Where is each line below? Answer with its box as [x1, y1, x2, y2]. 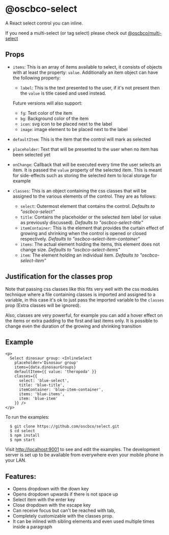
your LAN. [5, 457, 26, 463]
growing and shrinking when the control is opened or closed [20, 230, 147, 236]
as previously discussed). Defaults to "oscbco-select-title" [20, 219, 144, 225]
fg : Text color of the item [20, 110, 73, 116]
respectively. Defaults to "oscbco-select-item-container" [20, 236, 140, 242]
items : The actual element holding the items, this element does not [20, 241, 160, 247]
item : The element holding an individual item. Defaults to [20, 252, 139, 258]
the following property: [12, 75, 61, 81]
